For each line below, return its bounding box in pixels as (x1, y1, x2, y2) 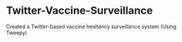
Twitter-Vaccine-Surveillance (6, 4, 153, 17)
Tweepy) (6, 29, 28, 36)
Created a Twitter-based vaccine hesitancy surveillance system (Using (6, 23, 177, 30)
